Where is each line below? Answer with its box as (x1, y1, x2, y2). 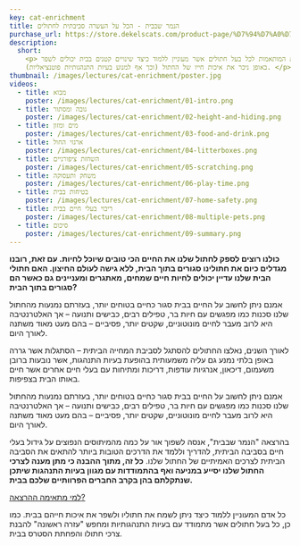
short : (17, 46, 42, 55)
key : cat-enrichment (9, 13, 87, 22)
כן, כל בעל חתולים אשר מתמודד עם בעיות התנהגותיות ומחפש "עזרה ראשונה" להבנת (9, 519, 291, 530)
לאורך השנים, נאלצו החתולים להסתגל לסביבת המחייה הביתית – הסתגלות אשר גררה (9, 345, 289, 356)
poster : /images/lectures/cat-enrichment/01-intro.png (25, 96, 234, 105)
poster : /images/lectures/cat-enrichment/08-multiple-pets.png (25, 212, 266, 222)
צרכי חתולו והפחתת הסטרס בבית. (9, 528, 122, 539)
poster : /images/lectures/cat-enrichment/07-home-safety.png (25, 196, 257, 206)
